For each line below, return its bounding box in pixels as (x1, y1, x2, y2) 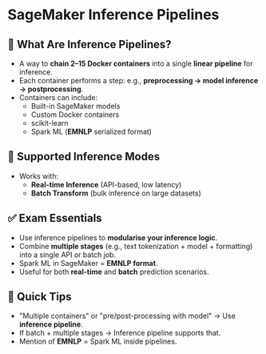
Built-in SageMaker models (30, 102, 121, 111)
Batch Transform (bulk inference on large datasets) (30, 188, 201, 198)
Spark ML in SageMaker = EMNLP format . (18, 258, 158, 268)
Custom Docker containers (30, 110, 120, 119)
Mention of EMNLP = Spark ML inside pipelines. (18, 336, 177, 346)
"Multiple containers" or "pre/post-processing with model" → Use (18, 311, 236, 321)
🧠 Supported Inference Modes (7, 150, 161, 163)
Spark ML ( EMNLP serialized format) (30, 127, 153, 136)
